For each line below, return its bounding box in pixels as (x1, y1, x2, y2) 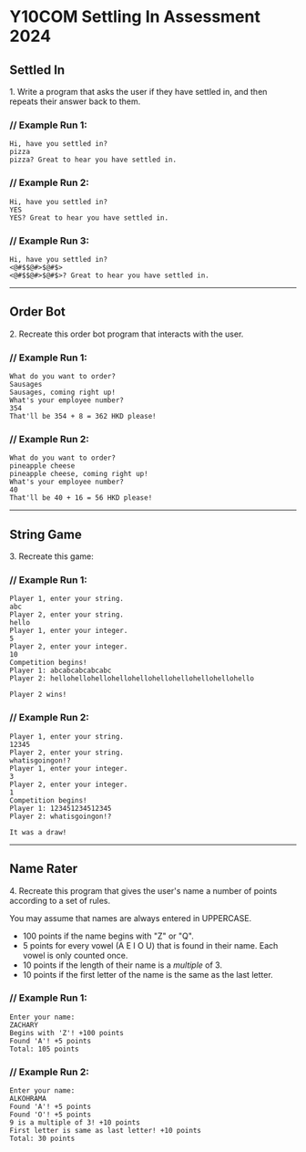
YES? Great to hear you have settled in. (9, 213, 169, 223)
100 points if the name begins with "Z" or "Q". (22, 930, 194, 941)
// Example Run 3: (9, 234, 89, 247)
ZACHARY (9, 1020, 39, 1030)
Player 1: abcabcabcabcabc (9, 666, 112, 676)
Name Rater (9, 861, 78, 877)
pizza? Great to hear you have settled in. (9, 155, 178, 165)
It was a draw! (9, 827, 67, 836)
